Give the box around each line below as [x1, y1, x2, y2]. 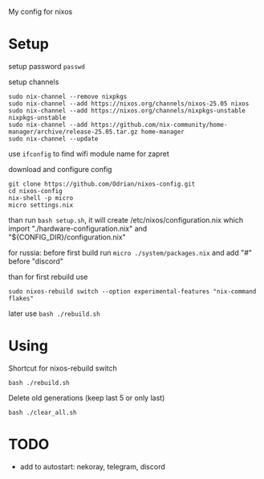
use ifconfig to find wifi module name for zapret [8, 149, 170, 158]
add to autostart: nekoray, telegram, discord [19, 461, 166, 471]
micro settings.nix [8, 201, 74, 209]
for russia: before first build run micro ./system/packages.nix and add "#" [8, 248, 253, 257]
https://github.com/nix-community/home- [91, 121, 228, 129]
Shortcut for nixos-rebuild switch [8, 363, 118, 373]
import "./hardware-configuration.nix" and [8, 223, 148, 233]
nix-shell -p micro [8, 194, 74, 202]
